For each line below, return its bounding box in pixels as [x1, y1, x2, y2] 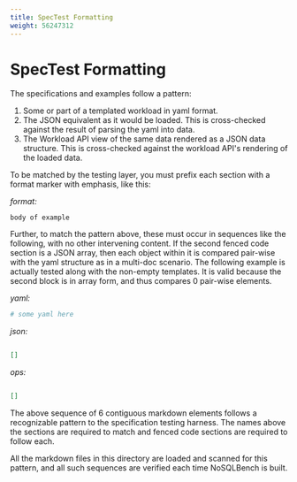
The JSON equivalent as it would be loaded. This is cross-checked [22, 115, 266, 126]
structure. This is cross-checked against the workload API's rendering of [22, 143, 288, 154]
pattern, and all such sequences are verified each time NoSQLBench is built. [10, 463, 288, 473]
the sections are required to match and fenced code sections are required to [10, 426, 288, 438]
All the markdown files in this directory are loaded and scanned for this [10, 453, 268, 464]
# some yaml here [10, 310, 74, 319]
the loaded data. [22, 152, 83, 164]
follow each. [10, 436, 55, 447]
